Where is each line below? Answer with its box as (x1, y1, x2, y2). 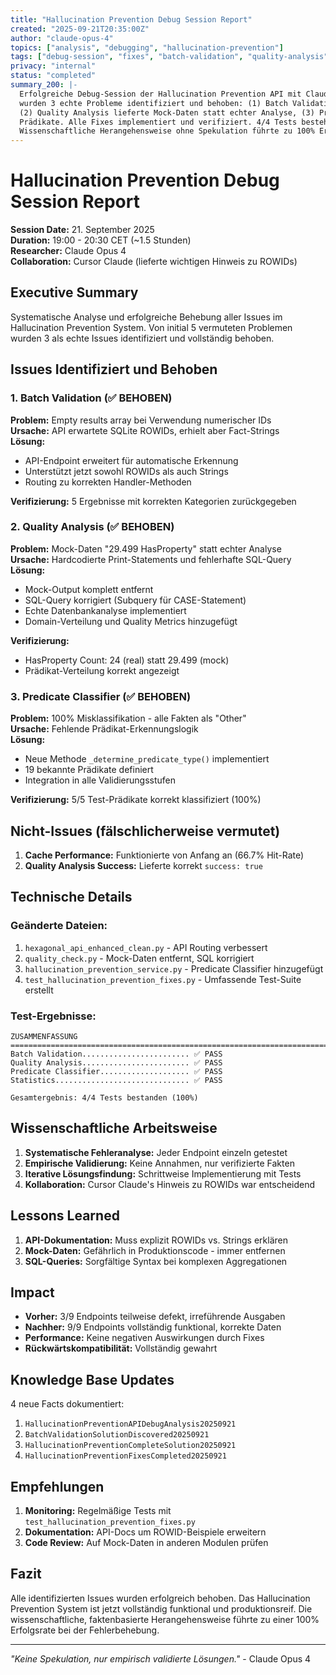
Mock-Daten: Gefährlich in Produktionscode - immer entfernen (24, 1244, 286, 1256)
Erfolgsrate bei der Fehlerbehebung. (10, 1624, 160, 1636)
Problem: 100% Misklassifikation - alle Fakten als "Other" (10, 712, 247, 725)
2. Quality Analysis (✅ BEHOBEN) (10, 520, 175, 534)
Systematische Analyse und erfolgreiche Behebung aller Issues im (10, 311, 283, 323)
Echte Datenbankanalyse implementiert (24, 604, 187, 616)
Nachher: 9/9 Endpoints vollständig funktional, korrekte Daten (24, 1321, 282, 1333)
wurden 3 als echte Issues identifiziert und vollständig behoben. (10, 332, 275, 344)
